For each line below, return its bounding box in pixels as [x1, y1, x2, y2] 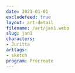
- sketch [6, 52, 28, 58]
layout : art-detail [6, 19, 54, 25]
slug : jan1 [6, 31, 33, 36]
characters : [6, 36, 35, 42]
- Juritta [6, 42, 30, 48]
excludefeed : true [6, 14, 51, 20]
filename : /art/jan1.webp [6, 25, 69, 31]
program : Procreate [6, 58, 54, 64]
